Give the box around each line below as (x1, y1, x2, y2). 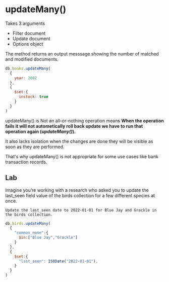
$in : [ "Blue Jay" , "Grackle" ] (18, 235, 78, 240)
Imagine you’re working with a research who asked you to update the (5, 187, 149, 193)
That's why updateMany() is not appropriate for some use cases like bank (5, 153, 159, 159)
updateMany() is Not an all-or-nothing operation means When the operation (5, 118, 164, 124)
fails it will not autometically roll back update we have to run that (5, 123, 143, 129)
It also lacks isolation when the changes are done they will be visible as (5, 138, 153, 144)
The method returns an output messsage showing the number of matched (5, 51, 159, 57)
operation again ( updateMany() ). (5, 128, 76, 134)
